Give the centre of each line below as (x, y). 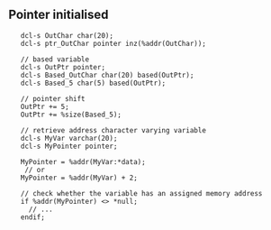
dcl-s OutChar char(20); (67, 35)
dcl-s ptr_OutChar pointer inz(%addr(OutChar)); (113, 43)
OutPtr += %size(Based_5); (71, 115)
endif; (33, 217)
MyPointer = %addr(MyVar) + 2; (79, 178)
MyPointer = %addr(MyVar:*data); (83, 161)
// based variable (55, 59)
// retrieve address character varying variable (113, 130)
